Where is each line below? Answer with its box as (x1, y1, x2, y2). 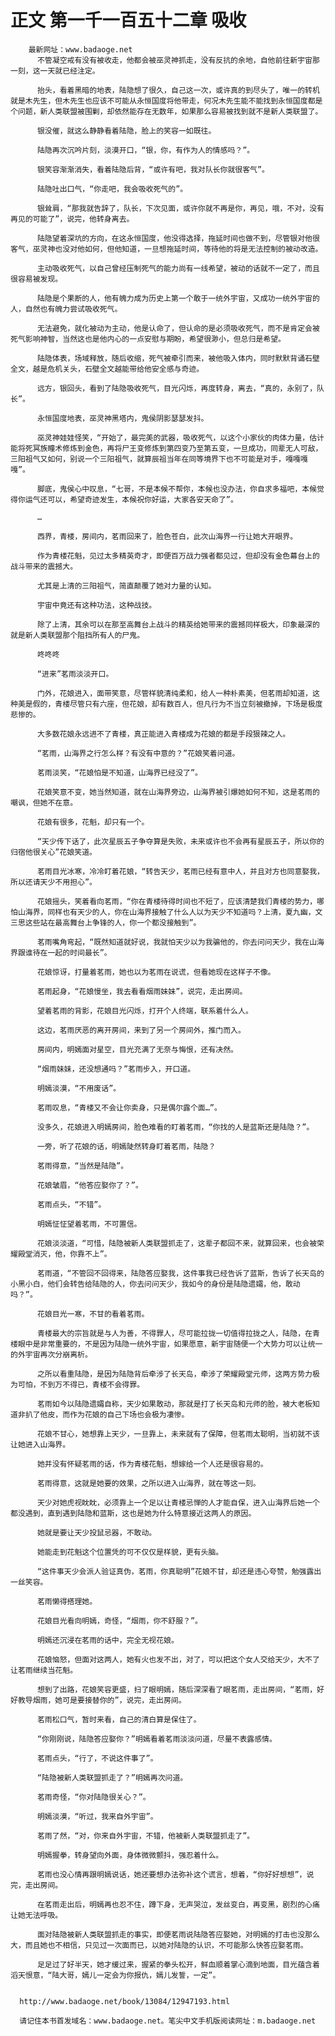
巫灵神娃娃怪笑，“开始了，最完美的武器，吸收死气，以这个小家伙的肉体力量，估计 (36, 432, 325, 443)
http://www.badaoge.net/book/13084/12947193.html (19, 1996, 230, 2006)
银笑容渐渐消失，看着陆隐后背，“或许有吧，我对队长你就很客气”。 (36, 164, 270, 175)
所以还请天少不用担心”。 (10, 877, 97, 887)
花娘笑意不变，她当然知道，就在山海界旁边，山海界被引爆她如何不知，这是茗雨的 (36, 787, 320, 797)
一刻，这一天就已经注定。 (10, 66, 100, 76)
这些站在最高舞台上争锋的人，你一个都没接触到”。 (24, 917, 202, 928)
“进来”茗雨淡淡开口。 (36, 669, 114, 679)
